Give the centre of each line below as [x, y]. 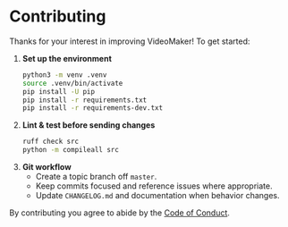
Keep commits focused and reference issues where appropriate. [154, 186]
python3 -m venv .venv [64, 75]
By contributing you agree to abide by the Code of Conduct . [120, 213]
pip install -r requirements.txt [85, 100]
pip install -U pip [59, 91]
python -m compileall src [70, 150]
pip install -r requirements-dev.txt [93, 108]
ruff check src [51, 142]
